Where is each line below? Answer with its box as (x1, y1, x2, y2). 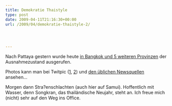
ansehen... (5, 74, 28, 81)
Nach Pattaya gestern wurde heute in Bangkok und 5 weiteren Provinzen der (5, 54, 167, 60)
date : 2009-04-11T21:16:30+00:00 (5, 17, 77, 22)
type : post (5, 12, 29, 17)
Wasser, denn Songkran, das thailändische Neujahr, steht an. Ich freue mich (5, 90, 165, 96)
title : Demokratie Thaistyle (5, 7, 68, 13)
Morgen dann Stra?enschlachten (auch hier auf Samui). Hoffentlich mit (5, 84, 155, 90)
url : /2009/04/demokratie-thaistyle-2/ (5, 21, 91, 27)
